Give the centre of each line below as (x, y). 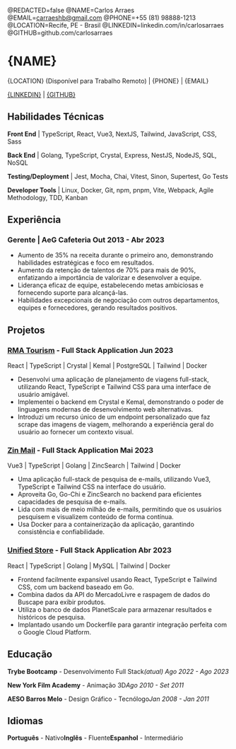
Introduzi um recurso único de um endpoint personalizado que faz (114, 417)
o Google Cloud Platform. (54, 632)
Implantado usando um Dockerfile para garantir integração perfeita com (122, 625)
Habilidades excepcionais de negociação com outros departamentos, (119, 301)
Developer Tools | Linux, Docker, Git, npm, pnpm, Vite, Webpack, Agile (111, 190)
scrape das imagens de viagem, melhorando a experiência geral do (116, 424)
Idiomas (25, 721)
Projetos (26, 330)
